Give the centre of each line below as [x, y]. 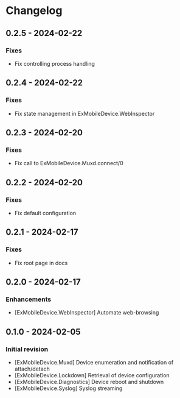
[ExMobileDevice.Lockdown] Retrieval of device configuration [92, 375]
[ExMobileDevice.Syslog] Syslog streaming [68, 388]
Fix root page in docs [41, 263]
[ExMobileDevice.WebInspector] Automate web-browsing [87, 313]
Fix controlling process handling [55, 63]
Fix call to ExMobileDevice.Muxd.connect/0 [69, 163]
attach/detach [32, 369]
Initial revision [27, 349]
